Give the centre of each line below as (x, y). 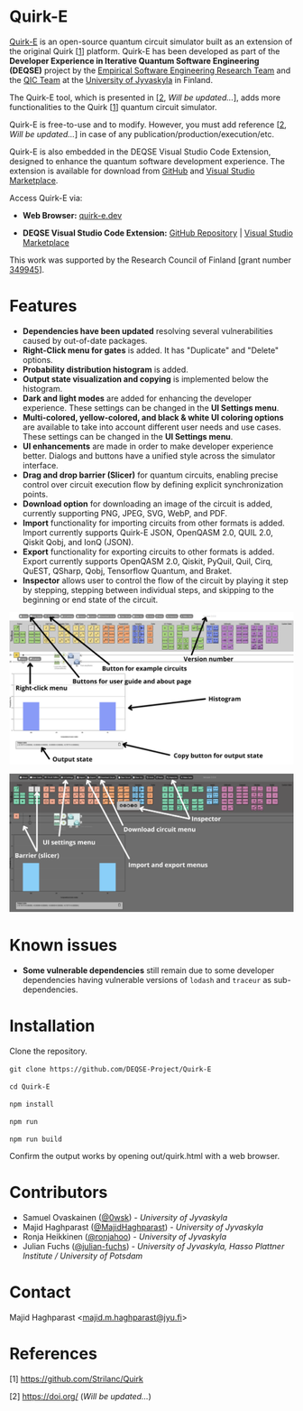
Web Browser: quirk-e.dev (72, 215)
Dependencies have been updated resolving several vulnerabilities (147, 330)
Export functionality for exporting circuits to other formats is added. (148, 552)
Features (43, 306)
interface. (40, 465)
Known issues (63, 946)
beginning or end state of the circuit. (90, 599)
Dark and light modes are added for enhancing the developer (137, 398)
